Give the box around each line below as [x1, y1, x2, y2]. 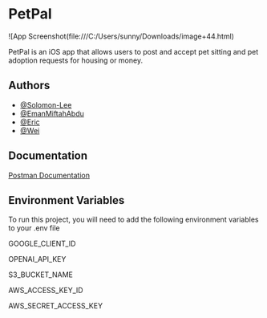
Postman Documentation [8, 170, 91, 180]
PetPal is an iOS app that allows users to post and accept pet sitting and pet [8, 47, 259, 56]
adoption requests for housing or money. [8, 55, 143, 65]
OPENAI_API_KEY [8, 255, 67, 264]
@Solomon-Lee [19, 100, 72, 109]
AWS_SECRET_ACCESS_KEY [8, 301, 103, 311]
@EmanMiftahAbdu [19, 108, 84, 118]
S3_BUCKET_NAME [8, 270, 74, 279]
